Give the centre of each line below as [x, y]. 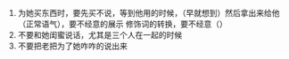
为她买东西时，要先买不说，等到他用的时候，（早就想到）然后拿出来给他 [149, 13]
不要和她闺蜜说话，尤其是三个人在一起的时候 [100, 35]
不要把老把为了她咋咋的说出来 [72, 46]
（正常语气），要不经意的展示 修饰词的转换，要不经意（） [122, 24]
